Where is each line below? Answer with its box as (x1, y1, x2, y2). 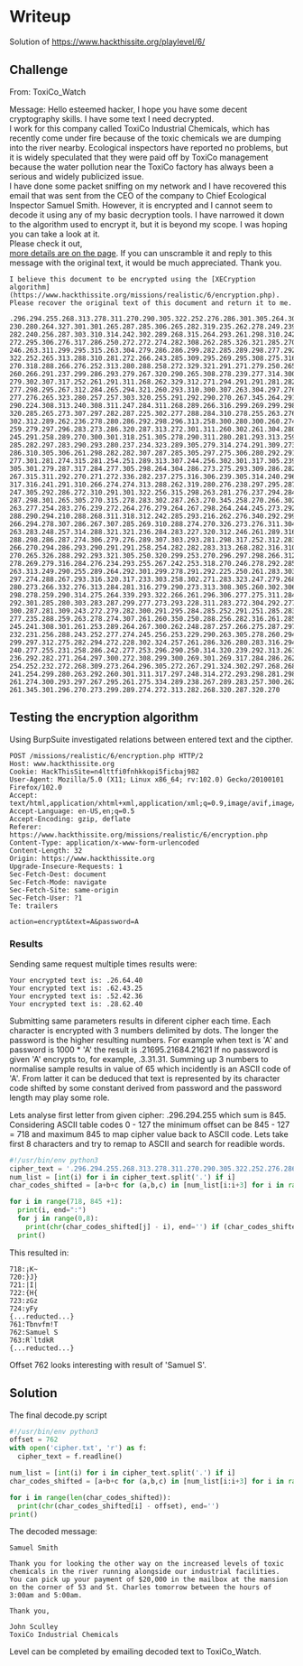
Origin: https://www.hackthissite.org (9, 854, 155, 863)
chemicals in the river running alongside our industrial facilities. (9, 1568, 280, 1577)
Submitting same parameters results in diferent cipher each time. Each (9, 1015, 271, 1026)
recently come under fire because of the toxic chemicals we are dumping (9, 133, 281, 143)
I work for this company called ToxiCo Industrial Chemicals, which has (9, 123, 271, 134)
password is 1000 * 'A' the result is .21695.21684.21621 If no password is (9, 1044, 279, 1055)
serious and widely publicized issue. (9, 171, 144, 181)
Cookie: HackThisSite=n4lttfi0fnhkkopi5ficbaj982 (9, 767, 200, 776)
